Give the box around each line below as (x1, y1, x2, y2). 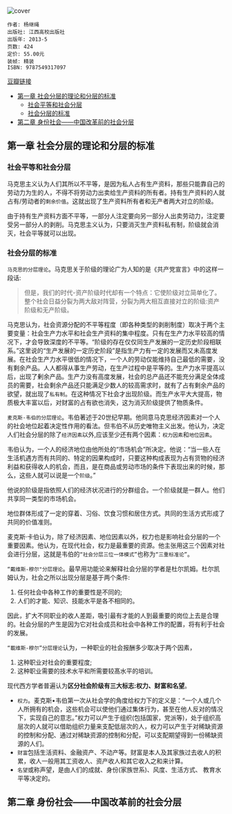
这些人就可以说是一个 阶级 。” (19, 471, 96, 479)
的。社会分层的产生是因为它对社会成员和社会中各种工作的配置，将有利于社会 (7, 620, 225, 628)
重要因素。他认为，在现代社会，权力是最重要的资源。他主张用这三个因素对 (7, 541, 219, 549)
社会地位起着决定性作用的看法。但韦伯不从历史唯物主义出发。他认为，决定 (12, 421, 225, 430)
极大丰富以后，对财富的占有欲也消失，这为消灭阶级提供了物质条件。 (12, 398, 207, 407)
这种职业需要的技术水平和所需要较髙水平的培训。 (17, 666, 157, 675)
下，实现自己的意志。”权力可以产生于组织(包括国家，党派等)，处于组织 (17, 714, 215, 722)
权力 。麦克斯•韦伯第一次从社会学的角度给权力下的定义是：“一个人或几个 (17, 696, 222, 705)
